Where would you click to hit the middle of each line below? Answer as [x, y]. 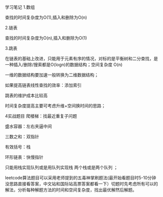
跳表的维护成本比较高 [26, 95]
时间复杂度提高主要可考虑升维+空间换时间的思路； [55, 106]
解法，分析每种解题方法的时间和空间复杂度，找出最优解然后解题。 [71, 190]
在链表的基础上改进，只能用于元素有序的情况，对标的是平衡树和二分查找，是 [81, 59]
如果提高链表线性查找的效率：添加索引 [43, 85]
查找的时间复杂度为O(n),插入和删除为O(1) [46, 38]
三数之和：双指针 [22, 136]
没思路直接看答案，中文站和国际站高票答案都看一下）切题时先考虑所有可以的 [81, 184]
